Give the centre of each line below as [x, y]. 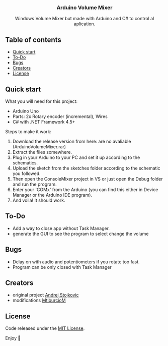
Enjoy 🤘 [13, 338]
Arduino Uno [26, 111]
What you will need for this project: [41, 101]
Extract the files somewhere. [42, 152]
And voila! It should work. [39, 200]
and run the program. [34, 184]
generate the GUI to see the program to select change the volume [81, 234]
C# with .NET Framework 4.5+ [44, 122]
